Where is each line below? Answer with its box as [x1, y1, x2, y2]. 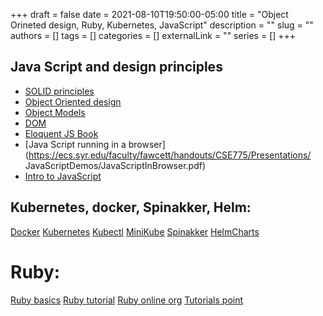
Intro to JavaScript [24, 170, 102, 182]
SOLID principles [24, 85, 95, 97]
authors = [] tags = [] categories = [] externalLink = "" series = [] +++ [10, 30, 297, 41]
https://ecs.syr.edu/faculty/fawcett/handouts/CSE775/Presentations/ [28, 149, 312, 161]
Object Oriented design [24, 95, 122, 108]
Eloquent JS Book [24, 127, 99, 139]
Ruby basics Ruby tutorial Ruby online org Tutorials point [10, 294, 244, 306]
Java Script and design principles [10, 59, 223, 76]
